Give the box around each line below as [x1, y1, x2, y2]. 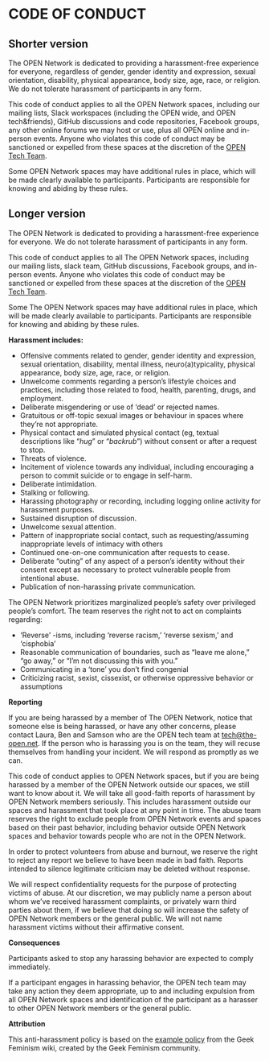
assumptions [19, 682, 63, 691]
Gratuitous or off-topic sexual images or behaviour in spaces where [19, 410, 244, 420]
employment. [19, 393, 64, 403]
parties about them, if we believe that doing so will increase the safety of [8, 905, 249, 914]
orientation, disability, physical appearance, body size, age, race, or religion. [8, 76, 261, 85]
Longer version [8, 207, 86, 221]
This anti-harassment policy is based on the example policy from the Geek [8, 1034, 255, 1044]
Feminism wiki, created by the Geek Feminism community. [8, 1042, 201, 1052]
